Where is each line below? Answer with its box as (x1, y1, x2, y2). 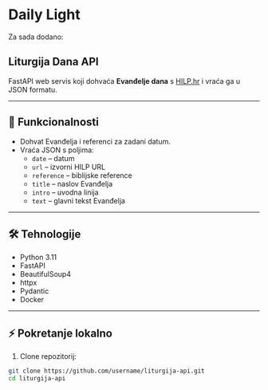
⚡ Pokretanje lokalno (8, 326, 113, 340)
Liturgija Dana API (8, 55, 99, 69)
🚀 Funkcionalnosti (8, 116, 100, 129)
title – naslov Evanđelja (31, 179, 113, 188)
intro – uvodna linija (31, 187, 99, 197)
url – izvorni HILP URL (31, 162, 106, 171)
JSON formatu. (8, 85, 57, 94)
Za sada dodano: (8, 32, 64, 41)
